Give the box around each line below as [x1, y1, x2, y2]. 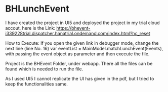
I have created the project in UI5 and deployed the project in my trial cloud [5, 20, 160, 26]
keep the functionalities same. [5, 81, 68, 87]
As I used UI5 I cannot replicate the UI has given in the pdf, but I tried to [5, 75, 154, 81]
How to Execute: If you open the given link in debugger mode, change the [5, 40, 159, 46]
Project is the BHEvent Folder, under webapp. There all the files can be [5, 60, 153, 66]
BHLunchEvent [5, 3, 69, 15]
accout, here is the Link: [5, 25, 56, 31]
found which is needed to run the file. [5, 66, 83, 72]
